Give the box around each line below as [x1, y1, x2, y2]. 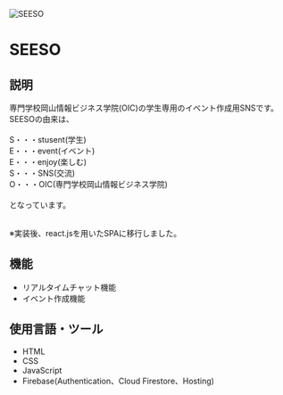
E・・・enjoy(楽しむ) [9, 157, 87, 167]
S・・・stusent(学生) [9, 135, 87, 144]
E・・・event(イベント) [9, 145, 96, 156]
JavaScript [21, 365, 62, 375]
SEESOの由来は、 [9, 114, 74, 124]
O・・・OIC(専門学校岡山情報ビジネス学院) [9, 179, 168, 189]
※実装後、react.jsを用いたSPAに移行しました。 [9, 228, 182, 238]
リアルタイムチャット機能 [21, 282, 117, 292]
